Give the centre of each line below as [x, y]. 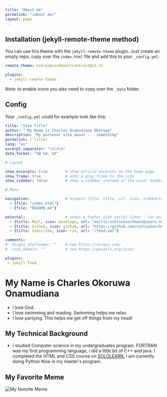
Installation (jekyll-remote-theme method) [72, 39]
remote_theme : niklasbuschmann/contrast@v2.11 [54, 66]
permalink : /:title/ [27, 140]
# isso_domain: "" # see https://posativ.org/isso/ [70, 249]
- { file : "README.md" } [33, 208]
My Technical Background [46, 333]
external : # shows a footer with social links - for [80, 217]
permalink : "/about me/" [31, 14]
